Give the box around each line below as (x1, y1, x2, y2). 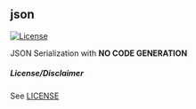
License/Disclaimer (10, 68, 84, 79)
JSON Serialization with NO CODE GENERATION (10, 48, 188, 58)
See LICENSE (10, 90, 60, 101)
